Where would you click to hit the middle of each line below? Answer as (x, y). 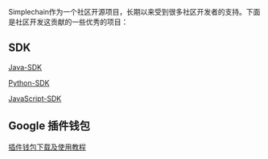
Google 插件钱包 (49, 126)
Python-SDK (29, 82)
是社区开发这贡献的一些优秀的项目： (68, 22)
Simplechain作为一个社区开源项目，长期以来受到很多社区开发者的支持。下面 (134, 12)
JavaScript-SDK (35, 98)
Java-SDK (25, 67)
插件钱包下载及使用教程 (47, 147)
